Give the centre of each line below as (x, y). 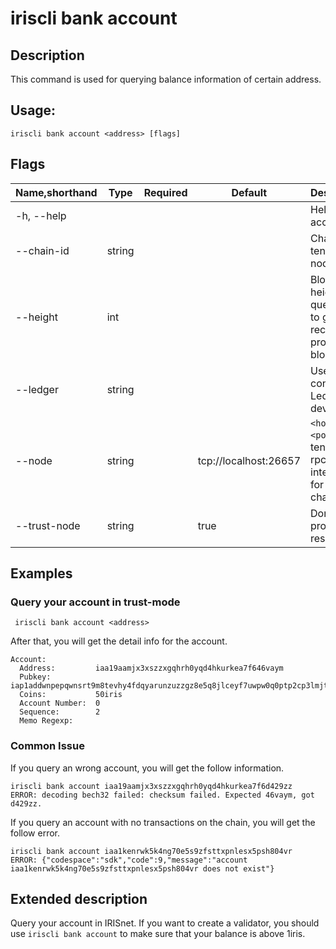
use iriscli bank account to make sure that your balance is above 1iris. (158, 934)
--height (36, 317)
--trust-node (48, 525)
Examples (41, 573)
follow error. (35, 833)
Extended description (79, 899)
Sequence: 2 (60, 712)
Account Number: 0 (60, 703)
